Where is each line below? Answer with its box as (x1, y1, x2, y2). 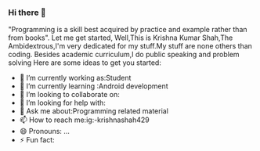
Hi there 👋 (8, 7, 47, 18)
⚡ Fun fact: (19, 135, 55, 145)
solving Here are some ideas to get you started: (8, 58, 162, 67)
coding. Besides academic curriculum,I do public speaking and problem (8, 50, 240, 59)
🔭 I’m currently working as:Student (19, 74, 132, 83)
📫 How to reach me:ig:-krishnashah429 (19, 115, 150, 124)
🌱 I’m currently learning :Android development (19, 81, 168, 91)
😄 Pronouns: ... (19, 127, 70, 136)
